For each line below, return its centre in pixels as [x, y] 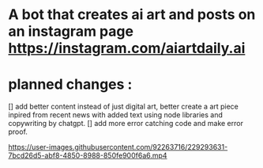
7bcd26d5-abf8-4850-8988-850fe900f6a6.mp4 [88, 155]
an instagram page [71, 31]
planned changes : [70, 84]
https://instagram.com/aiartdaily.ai [127, 48]
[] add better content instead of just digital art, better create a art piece [124, 107]
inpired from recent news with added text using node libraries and [115, 115]
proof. [18, 132]
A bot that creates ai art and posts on [132, 15]
